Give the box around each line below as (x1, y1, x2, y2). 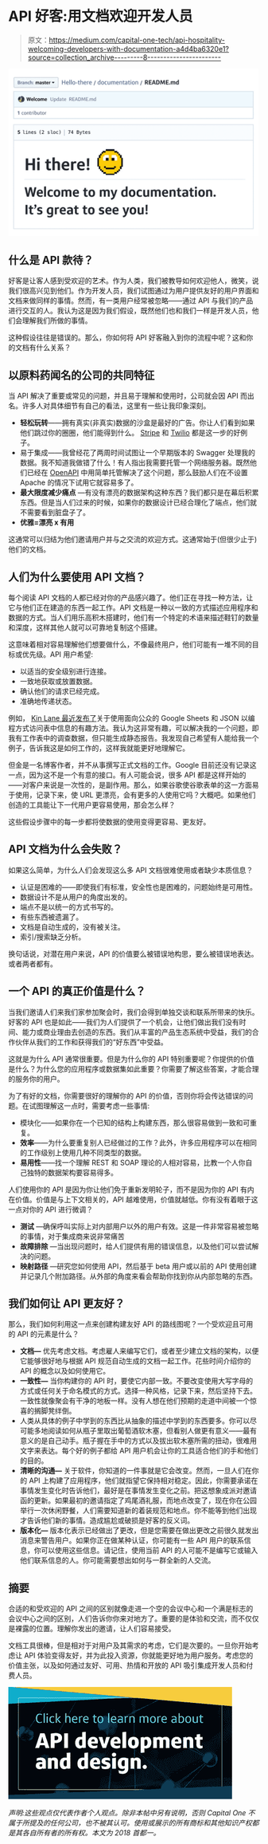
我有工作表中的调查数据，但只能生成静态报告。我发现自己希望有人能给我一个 (8, 733, 259, 743)
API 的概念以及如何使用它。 (19, 1366, 111, 1376)
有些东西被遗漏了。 (19, 912, 84, 922)
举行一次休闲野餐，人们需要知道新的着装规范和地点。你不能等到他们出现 (19, 1506, 257, 1516)
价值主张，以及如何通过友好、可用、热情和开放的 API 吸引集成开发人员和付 (8, 1661, 254, 1670)
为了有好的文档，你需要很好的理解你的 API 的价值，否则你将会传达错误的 (8, 1091, 247, 1100)
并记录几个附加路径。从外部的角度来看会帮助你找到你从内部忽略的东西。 (19, 1271, 257, 1280)
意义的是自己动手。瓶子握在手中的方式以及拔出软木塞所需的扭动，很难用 (19, 1436, 257, 1445)
